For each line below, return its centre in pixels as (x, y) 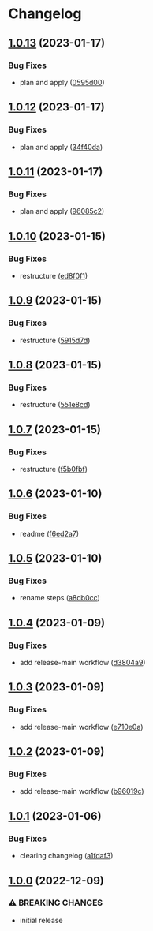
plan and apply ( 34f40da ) (61, 147)
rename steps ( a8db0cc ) (60, 598)
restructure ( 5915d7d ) (55, 340)
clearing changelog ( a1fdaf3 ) (66, 856)
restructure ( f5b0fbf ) (54, 469)
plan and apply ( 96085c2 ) (62, 211)
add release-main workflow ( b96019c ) (82, 791)
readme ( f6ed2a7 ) (49, 533)
